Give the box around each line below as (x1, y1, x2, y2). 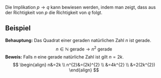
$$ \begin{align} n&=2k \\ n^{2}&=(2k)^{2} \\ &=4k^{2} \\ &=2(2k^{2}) (12, 62, 155, 68)
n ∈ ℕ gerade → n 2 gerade (55, 45, 112, 52)
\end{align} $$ (69, 67, 99, 73)
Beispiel (5, 24, 31, 32)
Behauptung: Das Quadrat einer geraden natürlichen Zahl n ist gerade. (5, 37, 151, 43)
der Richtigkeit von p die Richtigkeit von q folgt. (5, 9, 102, 15)
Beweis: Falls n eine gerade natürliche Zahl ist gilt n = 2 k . (5, 54, 124, 60)
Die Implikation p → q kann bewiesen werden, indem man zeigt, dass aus (5, 4, 156, 10)
